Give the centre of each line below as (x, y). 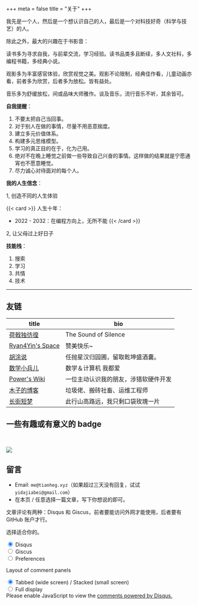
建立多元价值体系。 (38, 134)
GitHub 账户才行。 (28, 520)
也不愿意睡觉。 (38, 163)
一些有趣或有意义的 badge (54, 424)
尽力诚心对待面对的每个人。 (48, 171)
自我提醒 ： (19, 106)
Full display (29, 590)
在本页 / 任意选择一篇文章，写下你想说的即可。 (71, 500)
